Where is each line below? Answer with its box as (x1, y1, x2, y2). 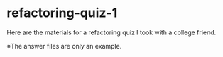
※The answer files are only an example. (6, 42, 122, 50)
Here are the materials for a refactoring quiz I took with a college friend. (6, 28, 217, 37)
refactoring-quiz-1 (6, 5, 118, 21)
